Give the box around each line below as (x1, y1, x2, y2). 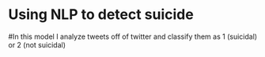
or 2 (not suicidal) (8, 40, 66, 49)
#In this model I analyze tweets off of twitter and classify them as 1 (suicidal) (8, 32, 258, 41)
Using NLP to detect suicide (8, 6, 194, 24)
